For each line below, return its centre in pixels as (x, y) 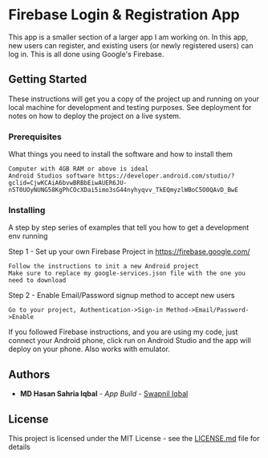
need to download (37, 280)
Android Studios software (51, 176)
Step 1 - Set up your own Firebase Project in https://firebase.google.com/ (129, 251)
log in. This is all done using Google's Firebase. (86, 54)
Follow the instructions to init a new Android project (104, 267)
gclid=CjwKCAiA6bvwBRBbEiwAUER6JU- (68, 183)
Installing (27, 210)
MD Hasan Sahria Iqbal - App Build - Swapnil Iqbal (104, 394)
